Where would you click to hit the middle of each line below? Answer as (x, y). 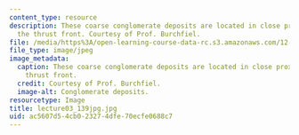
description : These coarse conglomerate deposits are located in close (145, 26)
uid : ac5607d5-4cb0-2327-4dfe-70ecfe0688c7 (91, 116)
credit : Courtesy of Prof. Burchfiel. (89, 83)
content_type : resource (53, 17)
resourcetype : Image (48, 100)
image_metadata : (39, 59)
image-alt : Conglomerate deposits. (83, 91)
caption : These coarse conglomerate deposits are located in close (145, 67)
